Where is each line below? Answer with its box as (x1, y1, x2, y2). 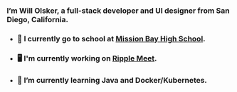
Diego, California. (6, 14, 69, 24)
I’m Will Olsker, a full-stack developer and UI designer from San (6, 6, 230, 16)
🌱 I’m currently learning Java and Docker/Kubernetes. (16, 75, 208, 85)
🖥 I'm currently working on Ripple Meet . (16, 53, 157, 63)
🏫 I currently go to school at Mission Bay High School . (16, 34, 206, 44)
